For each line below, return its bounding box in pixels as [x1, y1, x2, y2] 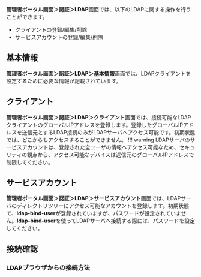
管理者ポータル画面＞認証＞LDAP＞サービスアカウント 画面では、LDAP [6, 195, 181, 202]
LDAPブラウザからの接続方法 [6, 263, 91, 272]
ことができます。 [6, 13, 48, 20]
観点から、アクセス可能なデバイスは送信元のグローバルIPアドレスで [26, 151, 194, 158]
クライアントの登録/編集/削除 [14, 26, 88, 33]
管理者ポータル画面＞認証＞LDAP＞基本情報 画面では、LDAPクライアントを [6, 70, 191, 77]
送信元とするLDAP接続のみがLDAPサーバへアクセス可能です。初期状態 [22, 128, 196, 136]
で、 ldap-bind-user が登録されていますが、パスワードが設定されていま [6, 210, 181, 217]
